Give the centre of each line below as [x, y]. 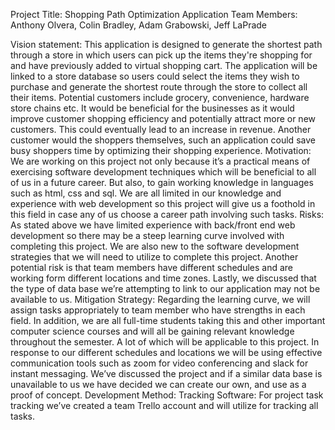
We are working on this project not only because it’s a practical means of [160, 161]
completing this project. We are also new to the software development [155, 246]
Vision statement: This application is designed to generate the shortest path [166, 44]
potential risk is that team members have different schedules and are [152, 267]
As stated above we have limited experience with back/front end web [153, 225]
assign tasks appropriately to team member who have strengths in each [158, 310]
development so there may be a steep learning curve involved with [147, 235]
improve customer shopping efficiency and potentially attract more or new [163, 118]
